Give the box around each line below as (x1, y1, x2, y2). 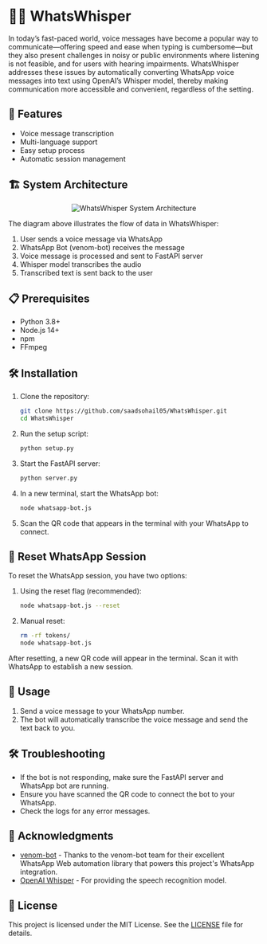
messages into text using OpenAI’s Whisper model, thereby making (8, 76, 229, 85)
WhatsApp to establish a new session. (8, 662, 134, 672)
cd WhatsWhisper (19, 414, 74, 423)
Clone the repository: (19, 392, 90, 401)
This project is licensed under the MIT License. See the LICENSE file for (8, 920, 244, 930)
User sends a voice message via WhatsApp (19, 234, 163, 244)
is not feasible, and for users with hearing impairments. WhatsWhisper (8, 59, 239, 69)
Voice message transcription (19, 128, 114, 138)
